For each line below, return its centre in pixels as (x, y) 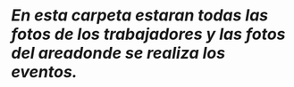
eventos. (44, 72)
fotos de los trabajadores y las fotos (148, 34)
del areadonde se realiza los (118, 53)
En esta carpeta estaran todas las (139, 16)
